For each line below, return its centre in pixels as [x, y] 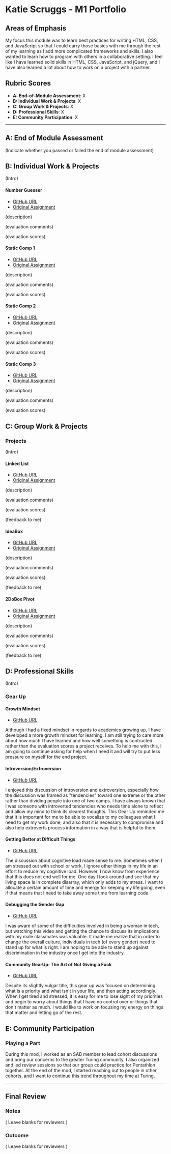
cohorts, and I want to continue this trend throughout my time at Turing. [80, 1076]
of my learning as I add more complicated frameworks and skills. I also [79, 51]
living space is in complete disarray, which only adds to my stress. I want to [84, 882]
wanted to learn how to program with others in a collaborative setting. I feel [84, 56]
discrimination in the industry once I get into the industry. [65, 953]
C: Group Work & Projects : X [43, 106]
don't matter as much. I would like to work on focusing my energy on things [84, 1007]
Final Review [26, 1097]
